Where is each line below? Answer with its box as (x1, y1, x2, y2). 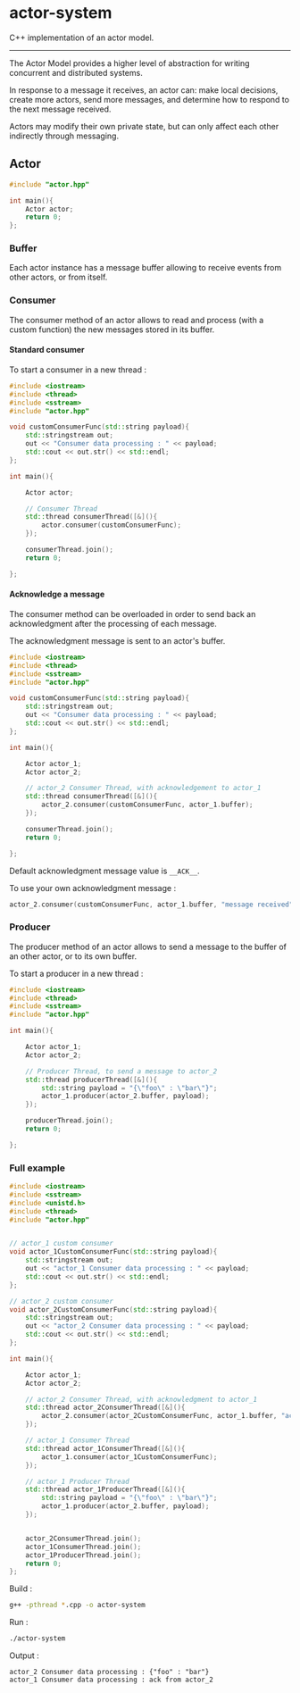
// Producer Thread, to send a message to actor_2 (25, 1066, 218, 1076)
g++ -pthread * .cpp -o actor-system (9, 1601, 146, 1610)
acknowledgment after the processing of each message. (9, 618, 217, 629)
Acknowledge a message (9, 588, 105, 600)
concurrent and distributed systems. (9, 67, 143, 78)
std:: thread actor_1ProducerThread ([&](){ (25, 1485, 186, 1494)
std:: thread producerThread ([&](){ (25, 1075, 158, 1084)
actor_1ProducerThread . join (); (25, 1550, 142, 1560)
